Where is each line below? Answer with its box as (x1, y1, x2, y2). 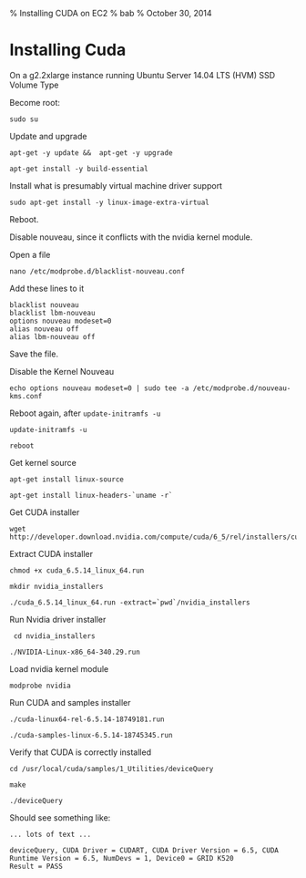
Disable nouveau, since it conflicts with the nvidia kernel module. (9, 232, 253, 243)
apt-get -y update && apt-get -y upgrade (9, 148, 173, 158)
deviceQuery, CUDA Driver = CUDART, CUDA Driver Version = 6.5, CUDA (9, 845, 280, 855)
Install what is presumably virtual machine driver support (9, 180, 223, 191)
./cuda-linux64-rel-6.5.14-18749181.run (9, 715, 166, 724)
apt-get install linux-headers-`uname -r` (9, 491, 173, 500)
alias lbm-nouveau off (9, 332, 96, 341)
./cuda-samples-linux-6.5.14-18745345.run (9, 730, 173, 739)
